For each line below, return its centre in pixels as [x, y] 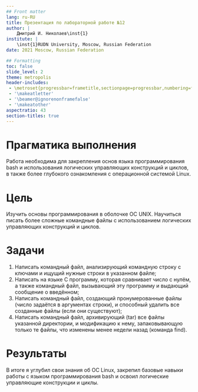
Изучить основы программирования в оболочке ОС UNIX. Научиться [94, 214]
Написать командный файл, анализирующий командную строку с [98, 267]
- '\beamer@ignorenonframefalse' [50, 99]
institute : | [22, 39]
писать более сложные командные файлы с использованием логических [99, 221]
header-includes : [27, 83]
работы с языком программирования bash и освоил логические [88, 377]
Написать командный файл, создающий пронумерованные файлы [98, 299]
